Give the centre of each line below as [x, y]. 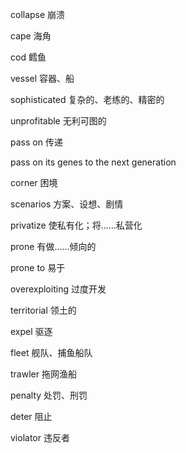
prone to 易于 [38, 267]
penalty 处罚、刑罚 [49, 395]
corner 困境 [34, 182]
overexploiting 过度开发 [58, 289]
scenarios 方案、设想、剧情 [67, 204]
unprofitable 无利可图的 [58, 121]
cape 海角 [31, 36]
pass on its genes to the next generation [93, 162]
